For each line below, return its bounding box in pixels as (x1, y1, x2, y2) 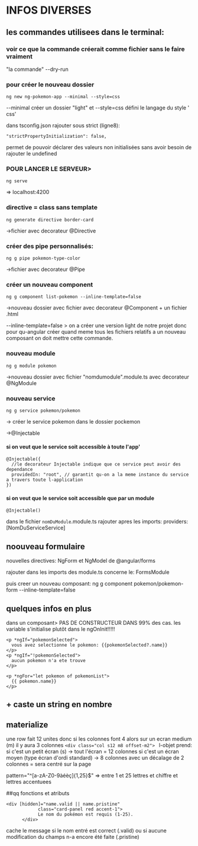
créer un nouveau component (6, 280, 93, 289)
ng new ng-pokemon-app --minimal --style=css (6, 94, 120, 100)
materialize (6, 719, 48, 729)
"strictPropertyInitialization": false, (6, 134, 108, 140)
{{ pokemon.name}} (11, 678, 57, 684)
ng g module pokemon (6, 363, 57, 369)
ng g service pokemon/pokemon (6, 408, 81, 414)
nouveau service (6, 394, 56, 402)
